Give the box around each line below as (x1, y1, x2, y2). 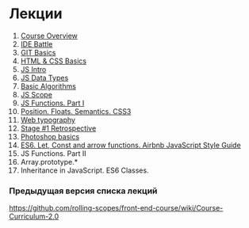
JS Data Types (20, 73, 69, 82)
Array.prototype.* (20, 157, 79, 166)
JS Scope (20, 89, 52, 99)
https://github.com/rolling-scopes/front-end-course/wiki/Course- (9, 203, 224, 213)
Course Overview (20, 31, 79, 40)
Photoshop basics (20, 131, 80, 141)
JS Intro (20, 64, 47, 74)
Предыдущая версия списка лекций (9, 185, 158, 196)
